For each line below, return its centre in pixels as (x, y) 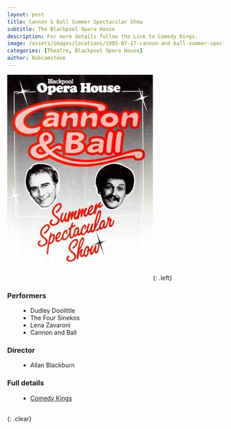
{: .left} (163, 278)
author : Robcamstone (37, 58)
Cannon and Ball (53, 333)
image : (16, 44)
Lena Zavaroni (50, 325)
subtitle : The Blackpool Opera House (61, 29)
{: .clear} (20, 419)
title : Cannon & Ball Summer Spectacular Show (75, 22)
